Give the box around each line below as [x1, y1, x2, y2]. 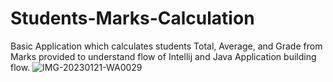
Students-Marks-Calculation [10, 7, 255, 30]
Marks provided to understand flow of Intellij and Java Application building [10, 50, 317, 62]
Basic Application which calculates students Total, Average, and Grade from [10, 40, 323, 52]
